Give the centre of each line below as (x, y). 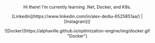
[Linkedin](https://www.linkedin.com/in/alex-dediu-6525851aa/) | (77, 16)
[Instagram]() (77, 21)
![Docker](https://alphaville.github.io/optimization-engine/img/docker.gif (77, 31)
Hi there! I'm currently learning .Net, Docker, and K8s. (77, 7)
